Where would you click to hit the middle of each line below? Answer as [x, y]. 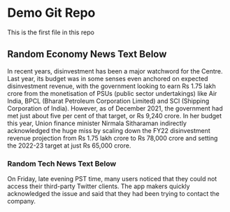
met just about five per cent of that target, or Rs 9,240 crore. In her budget [115, 115]
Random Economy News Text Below [87, 54]
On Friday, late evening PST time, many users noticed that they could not [112, 179]
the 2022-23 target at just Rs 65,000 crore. [69, 146]
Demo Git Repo [51, 13]
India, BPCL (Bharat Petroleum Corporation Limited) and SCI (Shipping [108, 101]
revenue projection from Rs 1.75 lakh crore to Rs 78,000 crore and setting [113, 138]
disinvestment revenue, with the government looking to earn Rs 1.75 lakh [112, 86]
